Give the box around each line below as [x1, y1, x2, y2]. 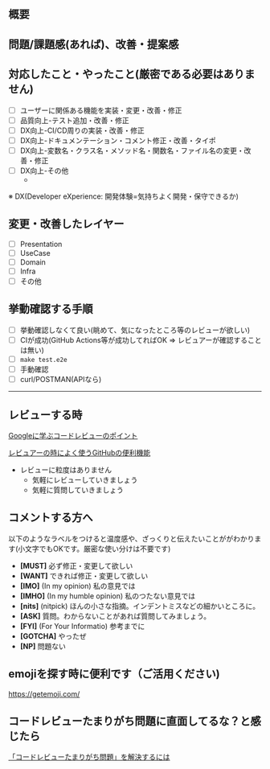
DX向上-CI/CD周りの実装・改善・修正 [19, 125, 145, 135]
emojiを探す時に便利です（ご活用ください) [8, 667, 220, 681]
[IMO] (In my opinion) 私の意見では [19, 581, 136, 590]
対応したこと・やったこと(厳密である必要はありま [8, 68, 256, 81]
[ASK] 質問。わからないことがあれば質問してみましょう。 [19, 611, 211, 621]
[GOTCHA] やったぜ [19, 631, 87, 641]
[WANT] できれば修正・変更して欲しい [19, 570, 149, 581]
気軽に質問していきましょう [31, 485, 125, 495]
